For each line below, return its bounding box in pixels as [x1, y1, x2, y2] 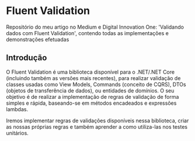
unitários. [6, 129, 29, 136]
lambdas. [6, 105, 28, 112]
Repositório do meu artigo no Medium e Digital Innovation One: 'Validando [6, 23, 184, 30]
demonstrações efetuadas [6, 36, 69, 43]
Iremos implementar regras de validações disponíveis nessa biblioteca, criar [6, 117, 189, 124]
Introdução [6, 53, 47, 63]
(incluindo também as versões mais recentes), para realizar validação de [6, 74, 181, 81]
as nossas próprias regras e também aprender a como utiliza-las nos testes [6, 123, 188, 130]
